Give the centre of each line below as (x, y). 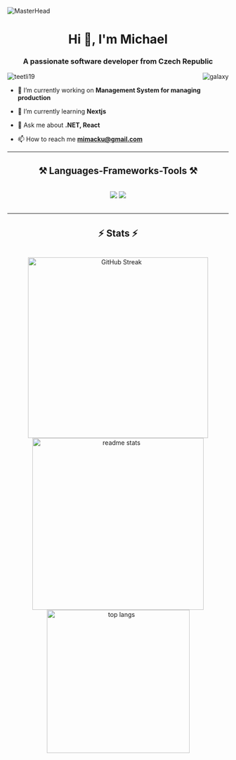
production (34, 98)
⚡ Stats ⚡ (118, 233)
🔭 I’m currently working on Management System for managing (109, 90)
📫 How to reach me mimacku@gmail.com (80, 139)
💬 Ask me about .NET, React (59, 125)
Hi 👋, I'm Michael (118, 39)
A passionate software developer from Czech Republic (118, 61)
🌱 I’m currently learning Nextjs (62, 111)
